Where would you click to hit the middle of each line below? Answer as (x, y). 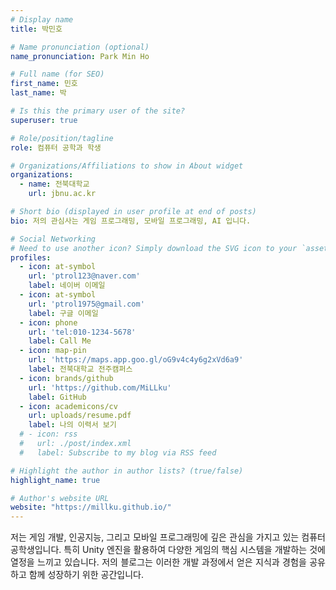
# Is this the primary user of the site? (98, 111)
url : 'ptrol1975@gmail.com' (86, 304)
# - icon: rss (48, 434)
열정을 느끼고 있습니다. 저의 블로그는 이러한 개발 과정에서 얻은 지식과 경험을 (158, 562)
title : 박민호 (36, 29)
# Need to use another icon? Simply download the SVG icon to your (154, 248)
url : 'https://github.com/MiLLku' (100, 387)
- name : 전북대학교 (54, 184)
